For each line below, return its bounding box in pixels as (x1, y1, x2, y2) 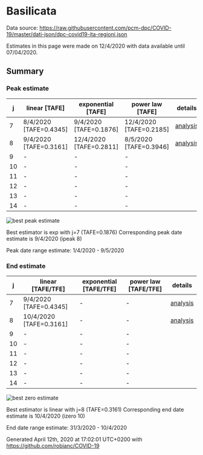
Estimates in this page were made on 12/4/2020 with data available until (6, 42, 185, 49)
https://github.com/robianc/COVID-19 (6, 442, 100, 449)
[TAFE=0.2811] (73, 142, 119, 151)
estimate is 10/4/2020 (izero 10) (6, 412, 86, 419)
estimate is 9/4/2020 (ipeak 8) (6, 235, 83, 242)
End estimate (6, 261, 46, 270)
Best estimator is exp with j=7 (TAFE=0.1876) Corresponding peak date (6, 228, 182, 236)
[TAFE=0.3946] (124, 142, 170, 151)
